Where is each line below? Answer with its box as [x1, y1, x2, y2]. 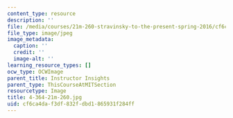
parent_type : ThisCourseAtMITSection [7, 81, 116, 88]
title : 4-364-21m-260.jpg [7, 94, 82, 101]
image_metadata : [7, 36, 54, 43]
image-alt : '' [13, 56, 54, 62]
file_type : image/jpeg [7, 29, 73, 37]
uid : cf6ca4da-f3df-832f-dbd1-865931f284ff [7, 101, 135, 108]
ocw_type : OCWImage [7, 68, 64, 75]
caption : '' [13, 42, 49, 49]
